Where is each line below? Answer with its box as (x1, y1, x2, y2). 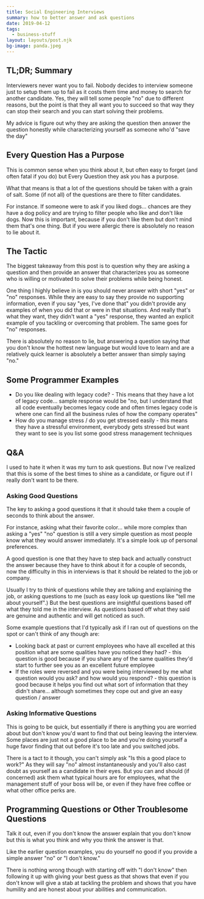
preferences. (6, 543, 38, 551)
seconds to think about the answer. (6, 512, 94, 520)
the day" (6, 132, 28, 139)
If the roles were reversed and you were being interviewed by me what (15, 668, 193, 675)
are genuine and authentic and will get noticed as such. (6, 612, 145, 619)
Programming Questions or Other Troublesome (6, 804, 189, 814)
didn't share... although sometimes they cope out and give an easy (15, 688, 183, 695)
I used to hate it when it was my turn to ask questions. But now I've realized (6, 464, 196, 471)
